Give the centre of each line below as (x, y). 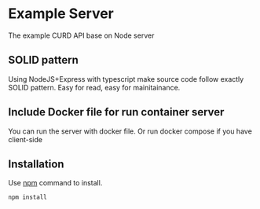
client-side (26, 139)
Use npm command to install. (55, 183)
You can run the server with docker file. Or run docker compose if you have (130, 131)
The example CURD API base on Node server (81, 35)
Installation (36, 164)
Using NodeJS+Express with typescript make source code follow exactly (126, 79)
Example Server (61, 14)
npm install (27, 197)
